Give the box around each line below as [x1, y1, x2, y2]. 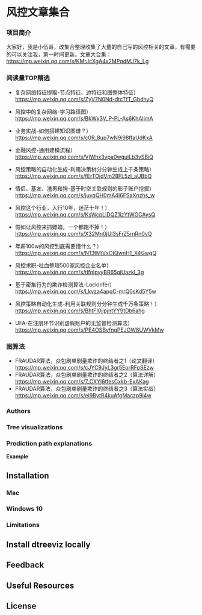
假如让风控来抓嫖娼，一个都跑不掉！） [14, 223, 110, 230]
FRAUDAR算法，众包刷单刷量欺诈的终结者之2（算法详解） [14, 371, 159, 379]
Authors [6, 407, 31, 415]
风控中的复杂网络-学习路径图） [14, 108, 92, 115]
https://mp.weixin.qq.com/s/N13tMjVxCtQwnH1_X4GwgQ [14, 249, 157, 256]
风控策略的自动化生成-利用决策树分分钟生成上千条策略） [14, 165, 155, 172]
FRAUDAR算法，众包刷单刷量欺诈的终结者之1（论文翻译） [14, 357, 158, 365]
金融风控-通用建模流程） [14, 146, 76, 154]
